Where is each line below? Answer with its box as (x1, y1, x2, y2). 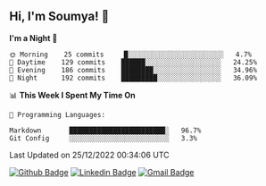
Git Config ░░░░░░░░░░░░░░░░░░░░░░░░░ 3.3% (9, 133, 198, 143)
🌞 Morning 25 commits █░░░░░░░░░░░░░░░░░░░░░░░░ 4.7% (9, 50, 253, 59)
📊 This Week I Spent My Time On (9, 89, 136, 100)
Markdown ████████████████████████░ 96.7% (9, 126, 202, 135)
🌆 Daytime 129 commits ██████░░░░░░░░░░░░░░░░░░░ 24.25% (9, 57, 257, 67)
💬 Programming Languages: (9, 110, 105, 119)
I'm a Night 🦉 (9, 32, 58, 43)
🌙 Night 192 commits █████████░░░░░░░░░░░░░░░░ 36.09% (9, 73, 257, 82)
